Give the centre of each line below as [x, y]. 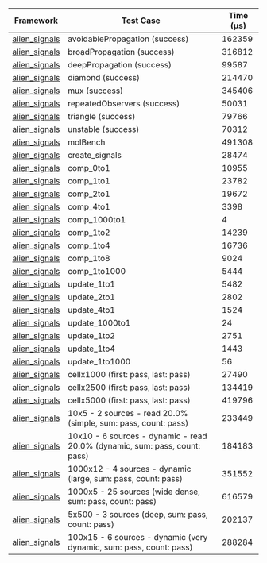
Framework [36, 21]
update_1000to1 [99, 323]
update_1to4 [91, 349]
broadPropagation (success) [121, 52]
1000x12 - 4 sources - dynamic [129, 469]
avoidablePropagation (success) [128, 39]
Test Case [141, 21]
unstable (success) [103, 129]
